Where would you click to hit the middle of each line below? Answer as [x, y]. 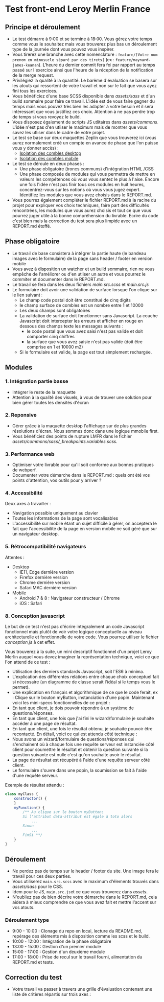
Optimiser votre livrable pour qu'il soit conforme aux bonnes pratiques [83, 465]
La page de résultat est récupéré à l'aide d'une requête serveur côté [81, 760]
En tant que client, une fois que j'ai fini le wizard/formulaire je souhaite [83, 718]
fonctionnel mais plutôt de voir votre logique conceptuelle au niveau [74, 631]
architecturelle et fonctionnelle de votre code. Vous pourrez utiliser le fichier [82, 637]
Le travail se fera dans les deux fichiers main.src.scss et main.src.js [81, 284]
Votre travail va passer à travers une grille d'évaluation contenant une [82, 989]
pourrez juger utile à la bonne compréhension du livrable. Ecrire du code [85, 216]
